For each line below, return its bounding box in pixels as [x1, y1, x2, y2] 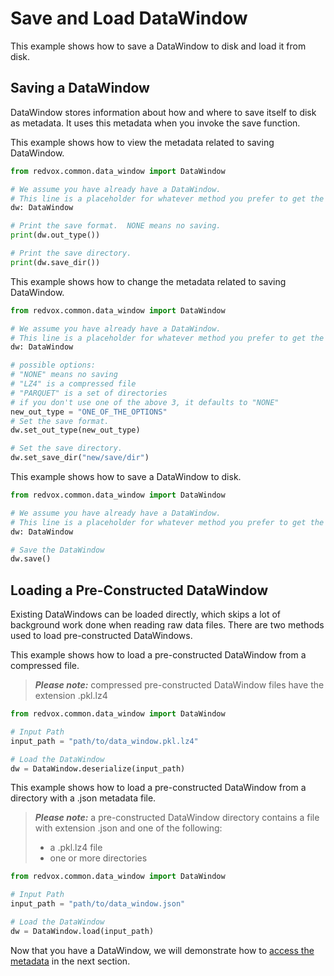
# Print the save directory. [10, 248, 132, 258]
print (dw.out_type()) [10, 230, 101, 241]
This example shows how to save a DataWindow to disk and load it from [10, 40, 307, 52]
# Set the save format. [10, 416, 110, 426]
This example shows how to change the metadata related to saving [10, 275, 287, 287]
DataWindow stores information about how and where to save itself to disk [10, 106, 317, 118]
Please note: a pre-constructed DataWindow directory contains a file [34, 812, 320, 824]
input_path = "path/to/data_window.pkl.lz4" [10, 736, 199, 746]
